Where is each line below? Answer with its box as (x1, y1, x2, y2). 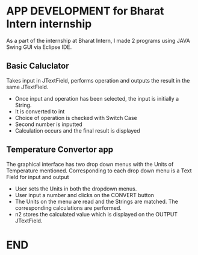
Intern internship (6, 17, 92, 31)
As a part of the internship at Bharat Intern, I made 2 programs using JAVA (6, 37, 191, 44)
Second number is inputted (14, 121, 82, 128)
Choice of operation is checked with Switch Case (14, 114, 137, 121)
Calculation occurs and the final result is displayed (14, 127, 140, 134)
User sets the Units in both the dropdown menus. (14, 185, 137, 192)
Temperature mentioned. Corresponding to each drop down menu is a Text (6, 167, 192, 174)
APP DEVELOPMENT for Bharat (6, 4, 164, 18)
